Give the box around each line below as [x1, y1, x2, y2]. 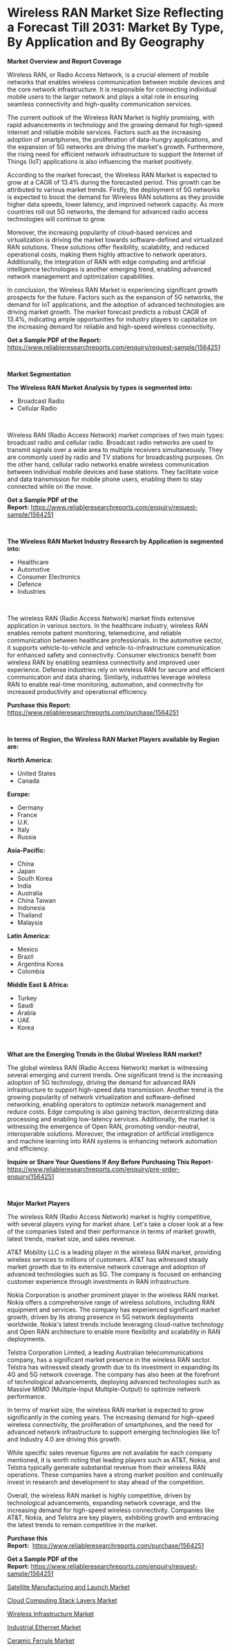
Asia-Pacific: [7, 846, 46, 855]
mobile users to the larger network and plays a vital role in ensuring [7, 92, 199, 101]
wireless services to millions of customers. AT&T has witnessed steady [7, 1255, 209, 1263]
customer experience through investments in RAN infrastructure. [7, 1277, 191, 1285]
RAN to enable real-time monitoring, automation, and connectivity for [7, 680, 204, 689]
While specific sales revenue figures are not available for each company [7, 1448, 213, 1457]
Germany [17, 803, 43, 812]
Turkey [17, 994, 37, 1002]
